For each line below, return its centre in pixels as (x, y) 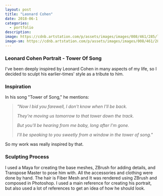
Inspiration (18, 87)
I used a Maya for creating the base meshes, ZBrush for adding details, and (80, 167)
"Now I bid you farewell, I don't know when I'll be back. (72, 107)
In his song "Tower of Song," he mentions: (47, 97)
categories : (17, 23)
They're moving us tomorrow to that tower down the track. (75, 116)
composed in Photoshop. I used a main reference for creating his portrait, (78, 183)
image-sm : (15, 41)
